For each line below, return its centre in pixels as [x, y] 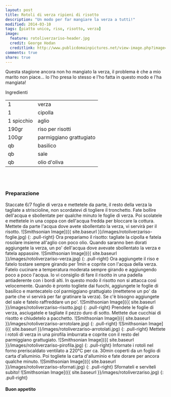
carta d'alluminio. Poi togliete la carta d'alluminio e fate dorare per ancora [82, 356]
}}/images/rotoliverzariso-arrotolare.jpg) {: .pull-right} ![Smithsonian [76, 323]
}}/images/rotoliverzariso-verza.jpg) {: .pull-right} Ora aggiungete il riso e [82, 259]
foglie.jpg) [16, 237]
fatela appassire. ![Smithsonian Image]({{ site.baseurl [61, 253]
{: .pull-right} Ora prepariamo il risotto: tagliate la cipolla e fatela [94, 237]
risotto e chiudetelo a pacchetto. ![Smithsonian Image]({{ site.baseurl [78, 318]
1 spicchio [20, 121]
